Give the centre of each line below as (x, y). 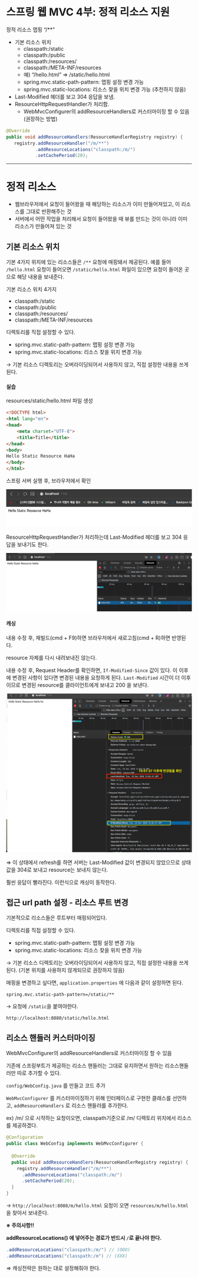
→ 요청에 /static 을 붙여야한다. (42, 1006)
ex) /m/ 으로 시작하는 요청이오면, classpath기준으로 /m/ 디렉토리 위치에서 (91, 1118)
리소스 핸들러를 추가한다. (100, 1106)
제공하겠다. (25, 1125)
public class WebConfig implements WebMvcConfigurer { (75, 1144)
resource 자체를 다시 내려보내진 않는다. (52, 658)
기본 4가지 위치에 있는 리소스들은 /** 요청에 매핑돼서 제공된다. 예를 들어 (89, 262)
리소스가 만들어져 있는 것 (43, 226)
